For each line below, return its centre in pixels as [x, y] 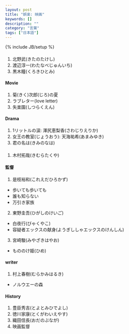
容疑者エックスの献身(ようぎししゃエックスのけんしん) [68, 229]
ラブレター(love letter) [35, 101]
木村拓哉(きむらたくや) [36, 155]
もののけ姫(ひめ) [29, 251]
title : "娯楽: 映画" [25, 14]
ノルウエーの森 [28, 284]
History [13, 296]
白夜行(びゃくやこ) [32, 223]
